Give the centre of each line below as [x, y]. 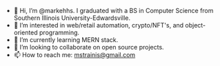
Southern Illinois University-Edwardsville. [72, 18]
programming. [59, 32]
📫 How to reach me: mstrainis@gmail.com [74, 55]
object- [196, 25]
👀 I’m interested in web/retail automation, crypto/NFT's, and [99, 25]
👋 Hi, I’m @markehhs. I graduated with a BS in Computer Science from [113, 11]
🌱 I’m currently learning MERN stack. [66, 40]
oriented [26, 32]
